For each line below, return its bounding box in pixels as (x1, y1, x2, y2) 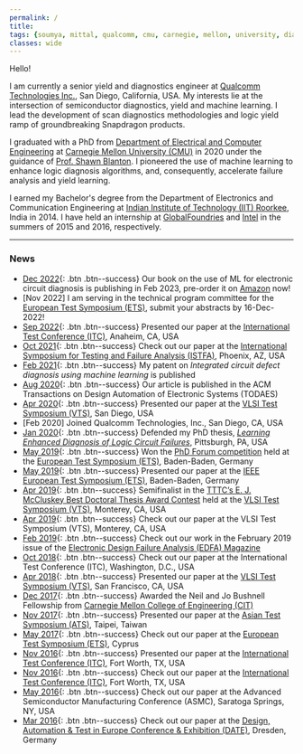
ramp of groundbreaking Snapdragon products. (9, 119, 186, 130)
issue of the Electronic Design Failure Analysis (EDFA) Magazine (22, 542, 262, 552)
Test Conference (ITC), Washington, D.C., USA (22, 561, 196, 572)
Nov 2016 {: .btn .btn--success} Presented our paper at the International (22, 647, 289, 658)
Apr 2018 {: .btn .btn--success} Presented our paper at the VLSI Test (22, 570, 277, 581)
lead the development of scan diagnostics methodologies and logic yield (9, 109, 280, 120)
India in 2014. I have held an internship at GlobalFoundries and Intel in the (9, 212, 281, 222)
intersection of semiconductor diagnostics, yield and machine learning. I (9, 100, 278, 111)
